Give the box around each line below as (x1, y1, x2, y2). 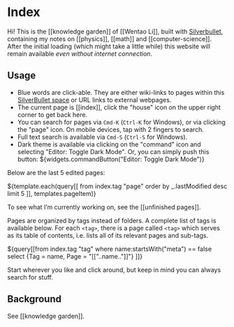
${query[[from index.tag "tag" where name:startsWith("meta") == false (7, 245, 212, 253)
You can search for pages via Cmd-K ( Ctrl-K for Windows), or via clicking (17, 118, 226, 126)
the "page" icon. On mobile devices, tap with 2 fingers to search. (17, 125, 205, 133)
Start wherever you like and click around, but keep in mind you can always (7, 266, 221, 274)
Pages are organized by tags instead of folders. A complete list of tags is (7, 216, 217, 225)
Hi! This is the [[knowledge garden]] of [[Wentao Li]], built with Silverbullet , (7, 27, 224, 36)
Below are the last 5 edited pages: (7, 168, 105, 176)
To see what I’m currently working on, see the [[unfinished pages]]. (7, 203, 201, 211)
